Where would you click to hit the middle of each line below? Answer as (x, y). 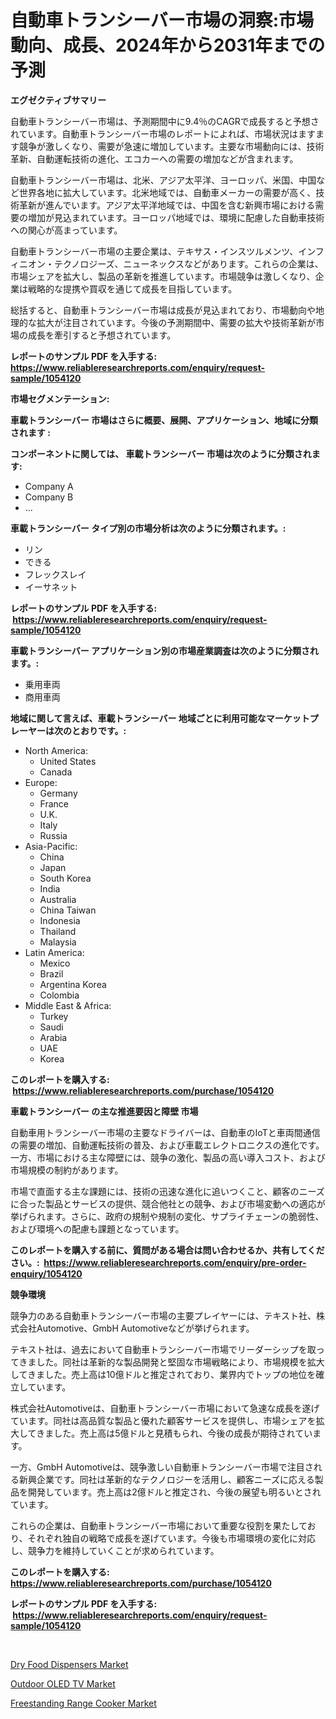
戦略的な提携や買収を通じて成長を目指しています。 (132, 288)
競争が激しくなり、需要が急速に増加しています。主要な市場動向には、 (162, 146)
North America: (56, 750)
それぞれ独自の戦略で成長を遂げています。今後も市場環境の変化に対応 (172, 1538)
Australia (58, 899)
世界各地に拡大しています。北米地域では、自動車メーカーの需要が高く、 (167, 192)
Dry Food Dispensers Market (69, 1664)
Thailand (58, 931)
